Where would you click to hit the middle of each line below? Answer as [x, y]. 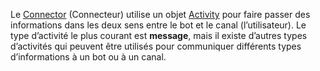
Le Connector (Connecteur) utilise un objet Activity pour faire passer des [160, 14]
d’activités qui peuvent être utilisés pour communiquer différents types [156, 46]
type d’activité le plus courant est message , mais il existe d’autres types [159, 35]
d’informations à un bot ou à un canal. [88, 57]
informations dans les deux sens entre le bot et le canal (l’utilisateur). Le [158, 25]
